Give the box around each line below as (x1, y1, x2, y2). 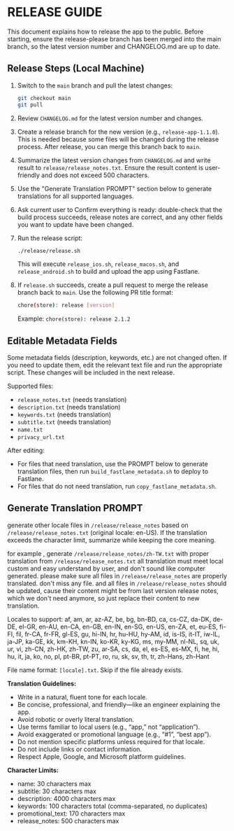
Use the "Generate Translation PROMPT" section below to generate (17, 184, 212, 193)
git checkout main (17, 95, 71, 102)
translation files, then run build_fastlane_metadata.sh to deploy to (17, 467, 208, 476)
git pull (17, 101, 43, 109)
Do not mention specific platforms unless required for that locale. (17, 737, 205, 746)
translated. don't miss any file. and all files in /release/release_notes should (7, 579, 227, 587)
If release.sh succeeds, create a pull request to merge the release (17, 281, 208, 289)
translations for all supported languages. (17, 192, 134, 200)
